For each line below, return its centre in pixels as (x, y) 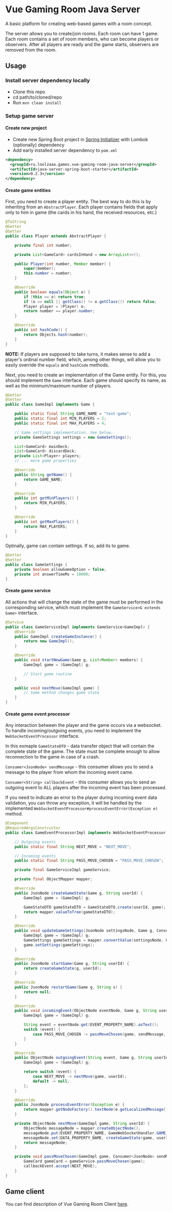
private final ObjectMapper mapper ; (54, 879)
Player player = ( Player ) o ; (55, 306)
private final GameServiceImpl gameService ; (63, 870)
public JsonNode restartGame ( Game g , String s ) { (69, 987)
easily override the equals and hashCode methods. (57, 365)
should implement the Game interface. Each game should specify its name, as (86, 380)
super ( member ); (40, 269)
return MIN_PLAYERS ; (46, 503)
